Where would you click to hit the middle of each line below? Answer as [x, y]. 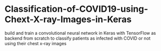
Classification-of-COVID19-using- [77, 9]
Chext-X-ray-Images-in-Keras [68, 19]
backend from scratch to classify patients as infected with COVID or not [78, 38]
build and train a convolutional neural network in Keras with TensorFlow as [80, 33]
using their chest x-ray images [36, 43]
